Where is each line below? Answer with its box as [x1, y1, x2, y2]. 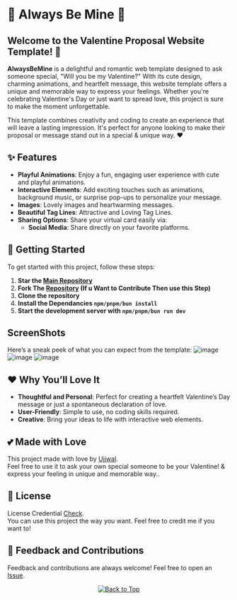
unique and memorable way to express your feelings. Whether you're [7, 87, 209, 95]
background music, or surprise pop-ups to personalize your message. [17, 193, 222, 201]
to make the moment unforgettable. [7, 102, 110, 111]
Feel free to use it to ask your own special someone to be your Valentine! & [7, 462, 225, 471]
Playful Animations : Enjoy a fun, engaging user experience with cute [17, 170, 219, 179]
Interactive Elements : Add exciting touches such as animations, [17, 185, 205, 194]
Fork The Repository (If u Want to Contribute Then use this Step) [17, 284, 211, 292]
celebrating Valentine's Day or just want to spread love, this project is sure [7, 95, 224, 103]
